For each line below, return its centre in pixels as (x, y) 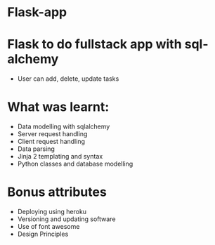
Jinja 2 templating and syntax (60, 157)
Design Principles (43, 234)
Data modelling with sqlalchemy (64, 126)
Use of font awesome (48, 226)
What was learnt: (58, 107)
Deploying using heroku (52, 212)
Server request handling (52, 134)
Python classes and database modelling (75, 164)
